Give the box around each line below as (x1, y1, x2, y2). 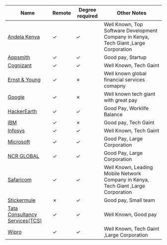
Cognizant (7, 62, 32, 69)
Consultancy (7, 211, 37, 218)
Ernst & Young (7, 77, 41, 83)
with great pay (103, 97, 138, 103)
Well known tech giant (103, 90, 156, 97)
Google (7, 94, 25, 100)
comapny (103, 82, 126, 89)
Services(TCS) (7, 217, 42, 224)
